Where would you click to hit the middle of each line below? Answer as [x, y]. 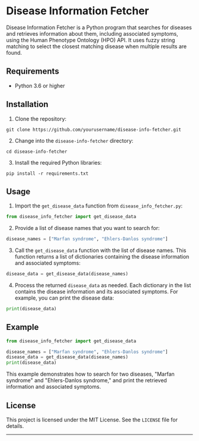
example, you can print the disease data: [64, 298]
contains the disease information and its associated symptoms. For [97, 292]
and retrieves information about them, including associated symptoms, [92, 33]
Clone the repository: [41, 119]
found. [14, 52]
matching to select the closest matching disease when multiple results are [97, 46]
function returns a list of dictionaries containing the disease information [102, 257]
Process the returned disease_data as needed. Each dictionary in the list [103, 285]
